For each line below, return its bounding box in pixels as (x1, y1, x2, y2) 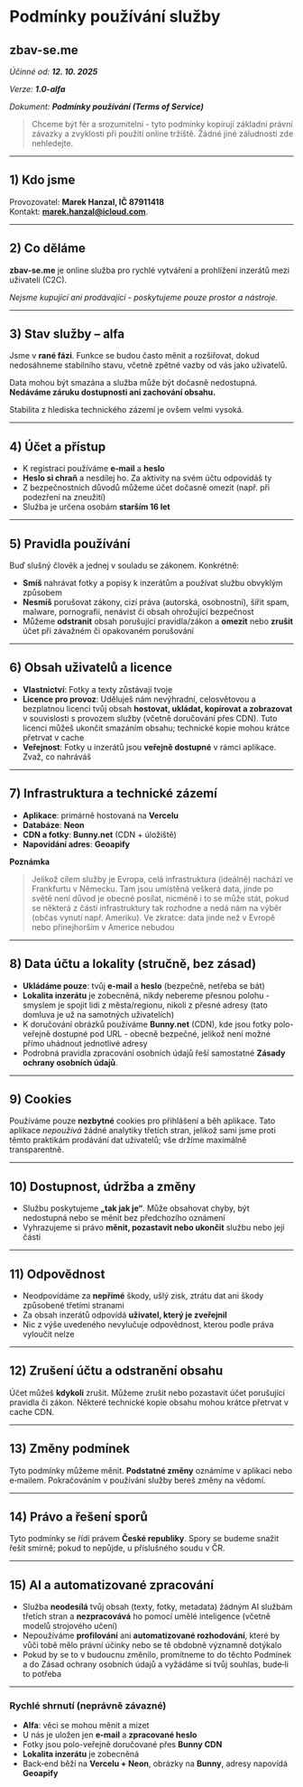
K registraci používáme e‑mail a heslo (22, 463, 165, 474)
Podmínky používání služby (9, 6, 221, 27)
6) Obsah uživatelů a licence (9, 660, 173, 675)
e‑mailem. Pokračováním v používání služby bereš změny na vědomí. (9, 1475, 266, 1485)
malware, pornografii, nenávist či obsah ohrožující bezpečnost (22, 607, 254, 618)
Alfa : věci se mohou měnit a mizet (22, 1720, 150, 1731)
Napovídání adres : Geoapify (22, 838, 131, 850)
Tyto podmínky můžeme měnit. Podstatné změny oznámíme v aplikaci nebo (9, 1465, 293, 1475)
